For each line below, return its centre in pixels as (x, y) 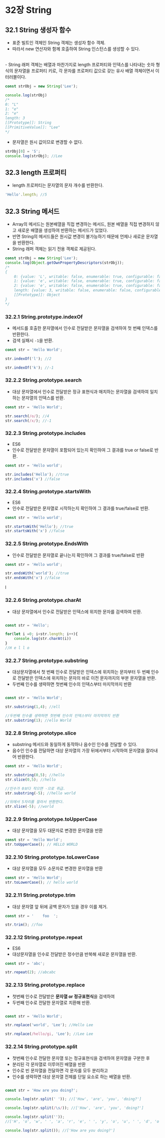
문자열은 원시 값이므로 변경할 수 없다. (48, 142)
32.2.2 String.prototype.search (43, 380)
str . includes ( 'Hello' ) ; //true (37, 474)
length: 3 (15, 118)
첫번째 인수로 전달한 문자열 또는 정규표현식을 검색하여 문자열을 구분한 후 (81, 1058)
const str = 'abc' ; (25, 963)
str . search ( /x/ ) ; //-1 (28, 421)
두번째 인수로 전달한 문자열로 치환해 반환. (52, 1002)
